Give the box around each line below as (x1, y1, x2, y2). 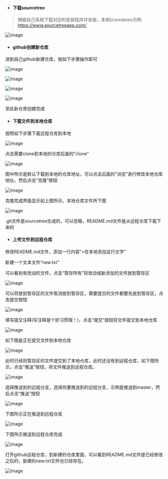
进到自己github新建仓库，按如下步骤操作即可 (5, 56, 98, 62)
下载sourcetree (12, 5, 45, 11)
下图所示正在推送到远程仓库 (5, 411, 63, 417)
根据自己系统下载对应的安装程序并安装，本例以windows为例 (17, 17, 142, 23)
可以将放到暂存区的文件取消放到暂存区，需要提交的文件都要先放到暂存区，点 (5, 290, 163, 296)
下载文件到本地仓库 (12, 118, 53, 124)
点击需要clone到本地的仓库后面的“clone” (5, 150, 89, 156)
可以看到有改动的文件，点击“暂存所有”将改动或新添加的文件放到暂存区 (5, 270, 150, 276)
